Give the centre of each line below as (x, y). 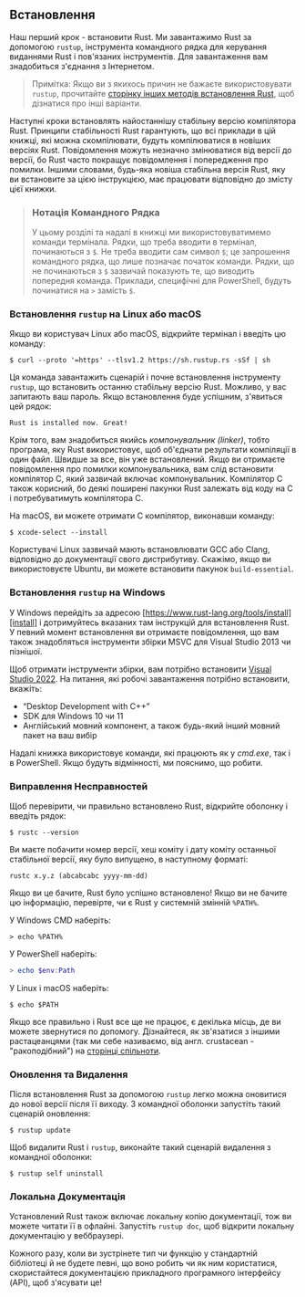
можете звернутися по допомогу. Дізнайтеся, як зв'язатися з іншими (145, 1031)
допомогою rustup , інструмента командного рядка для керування (138, 47)
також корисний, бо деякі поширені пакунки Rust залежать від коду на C (151, 488)
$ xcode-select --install (58, 533)
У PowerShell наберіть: (53, 954)
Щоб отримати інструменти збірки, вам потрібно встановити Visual (141, 669)
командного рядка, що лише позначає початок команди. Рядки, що (163, 261)
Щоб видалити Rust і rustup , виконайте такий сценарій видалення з (140, 1147)
